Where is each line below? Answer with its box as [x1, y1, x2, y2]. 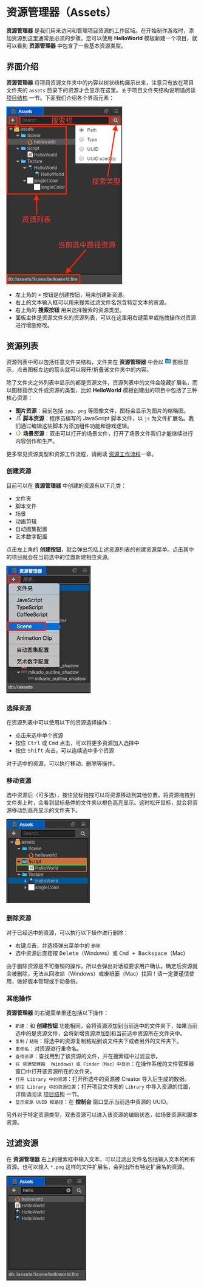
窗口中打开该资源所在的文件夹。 [15, 1068, 95, 1075]
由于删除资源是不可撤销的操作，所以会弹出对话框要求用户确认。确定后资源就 [6, 962, 198, 970]
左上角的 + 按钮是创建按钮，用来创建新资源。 [15, 291, 129, 298]
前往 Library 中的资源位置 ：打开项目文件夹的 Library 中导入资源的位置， [15, 1083, 194, 1091]
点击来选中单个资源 [15, 732, 64, 739]
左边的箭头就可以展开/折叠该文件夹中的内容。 [38, 366, 152, 373]
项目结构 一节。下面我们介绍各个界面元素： [6, 94, 114, 101]
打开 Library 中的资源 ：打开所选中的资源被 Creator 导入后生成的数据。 [15, 1075, 190, 1083]
